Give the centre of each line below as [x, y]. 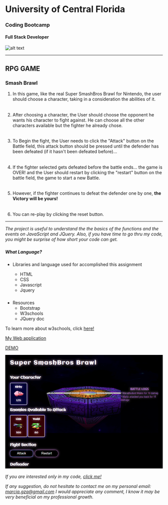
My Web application [26, 338]
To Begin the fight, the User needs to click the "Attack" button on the [83, 141]
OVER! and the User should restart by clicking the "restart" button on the [87, 172]
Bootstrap [30, 308]
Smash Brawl [21, 83]
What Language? [24, 251]
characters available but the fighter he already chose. [67, 125]
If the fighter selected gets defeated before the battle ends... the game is [87, 167]
